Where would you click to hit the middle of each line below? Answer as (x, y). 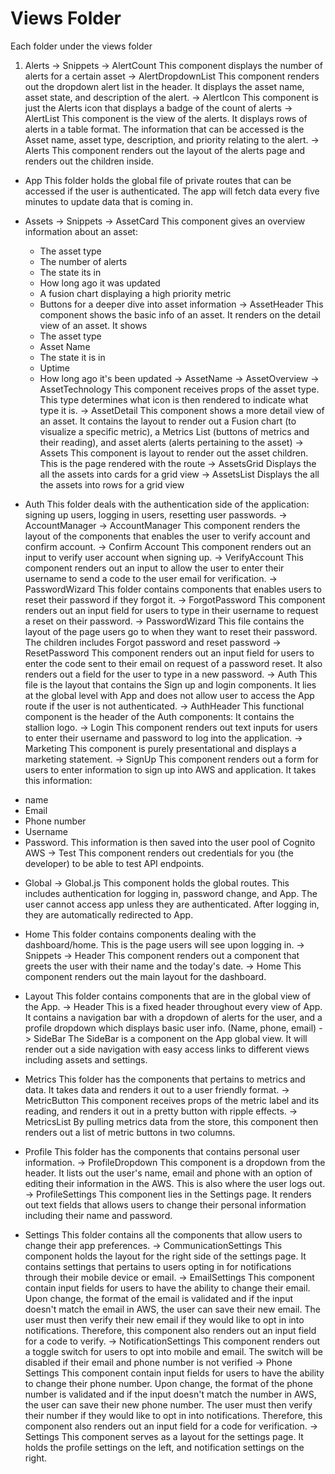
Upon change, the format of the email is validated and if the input (159, 1298)
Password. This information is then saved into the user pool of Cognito (170, 842)
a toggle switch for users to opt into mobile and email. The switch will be (173, 1351)
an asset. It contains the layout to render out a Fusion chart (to (168, 421)
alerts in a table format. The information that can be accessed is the (164, 129)
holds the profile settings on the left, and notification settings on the (164, 1447)
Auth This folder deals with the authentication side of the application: (167, 504)
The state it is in (72, 357)
